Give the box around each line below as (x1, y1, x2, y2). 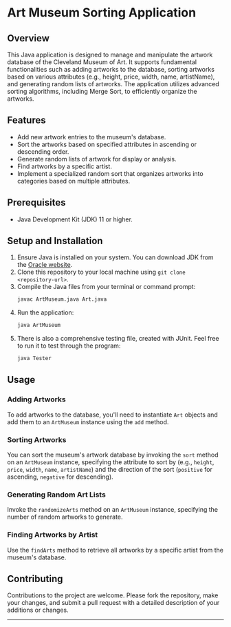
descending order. (16, 147, 69, 156)
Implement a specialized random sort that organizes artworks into (16, 169, 204, 177)
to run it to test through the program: (16, 341, 121, 350)
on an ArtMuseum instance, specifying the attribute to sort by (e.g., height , (7, 458, 214, 466)
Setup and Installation (7, 235, 103, 247)
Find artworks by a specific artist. (16, 162, 112, 170)
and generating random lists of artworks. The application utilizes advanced (7, 80, 220, 88)
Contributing (7, 573, 63, 585)
